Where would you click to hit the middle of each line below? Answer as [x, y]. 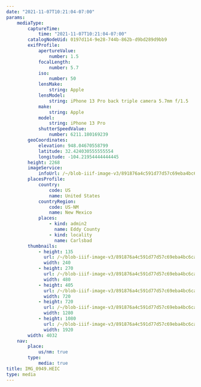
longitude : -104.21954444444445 [78, 157]
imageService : [45, 168]
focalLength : [54, 62]
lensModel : [52, 95]
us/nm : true [53, 352]
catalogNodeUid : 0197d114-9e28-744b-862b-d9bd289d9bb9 [98, 40]
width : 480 [57, 280]
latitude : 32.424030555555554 [76, 151]
